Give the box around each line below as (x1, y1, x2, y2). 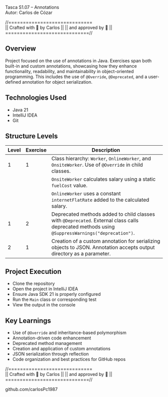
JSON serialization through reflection (12, 351, 89, 357)
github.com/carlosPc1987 (5, 386, 58, 392)
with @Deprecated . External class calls (51, 217, 139, 224)
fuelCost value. (51, 182, 87, 189)
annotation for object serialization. (22, 79, 92, 85)
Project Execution (5, 267, 61, 276)
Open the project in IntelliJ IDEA (12, 286, 78, 292)
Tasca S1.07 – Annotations (5, 5, 59, 10)
